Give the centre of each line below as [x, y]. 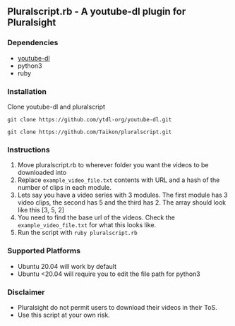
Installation [27, 91]
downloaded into [42, 173]
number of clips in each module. [64, 188]
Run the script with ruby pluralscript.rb [77, 233]
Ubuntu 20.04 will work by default [67, 266]
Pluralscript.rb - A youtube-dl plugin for [97, 12]
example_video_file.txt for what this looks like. [87, 225]
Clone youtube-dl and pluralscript [56, 107]
